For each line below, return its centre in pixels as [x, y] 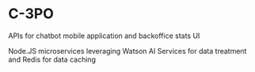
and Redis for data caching [52, 59]
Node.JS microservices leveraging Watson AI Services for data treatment [127, 51]
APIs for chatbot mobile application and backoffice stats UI [104, 36]
